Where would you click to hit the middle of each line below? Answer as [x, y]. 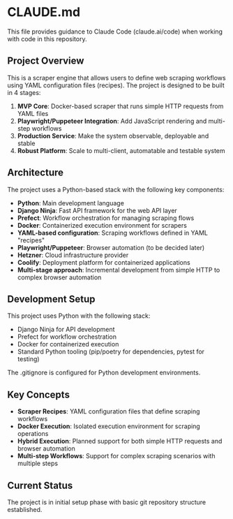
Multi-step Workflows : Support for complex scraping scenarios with [116, 456]
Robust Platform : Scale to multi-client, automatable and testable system [121, 150]
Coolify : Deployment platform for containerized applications [104, 262]
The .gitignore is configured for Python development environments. [104, 373]
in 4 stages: [24, 92]
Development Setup [51, 299]
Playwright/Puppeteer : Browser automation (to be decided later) [111, 247]
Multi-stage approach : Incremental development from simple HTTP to [119, 270]
